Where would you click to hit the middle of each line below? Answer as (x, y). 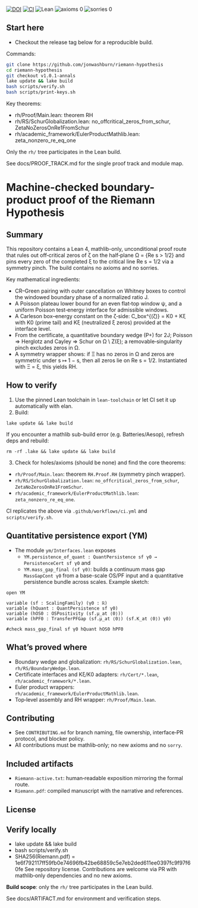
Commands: (21, 54)
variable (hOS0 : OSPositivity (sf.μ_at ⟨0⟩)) (65, 613)
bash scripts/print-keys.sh (41, 92)
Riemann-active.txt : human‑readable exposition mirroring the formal (99, 778)
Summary (25, 235)
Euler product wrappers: (45, 687)
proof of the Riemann (102, 200)
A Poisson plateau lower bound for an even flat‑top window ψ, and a (98, 304)
